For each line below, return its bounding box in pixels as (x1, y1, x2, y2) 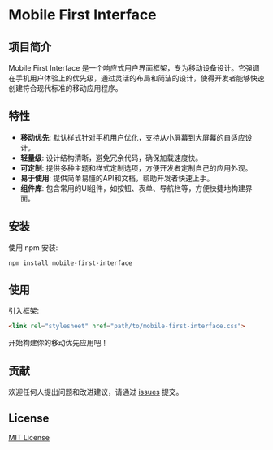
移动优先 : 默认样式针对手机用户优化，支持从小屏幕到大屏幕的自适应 (19, 132, 245, 142)
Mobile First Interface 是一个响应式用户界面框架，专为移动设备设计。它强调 (8, 63, 260, 72)
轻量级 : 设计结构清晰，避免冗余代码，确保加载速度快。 (19, 153, 203, 162)
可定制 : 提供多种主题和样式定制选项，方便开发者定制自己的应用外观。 (19, 162, 253, 172)
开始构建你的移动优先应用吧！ (8, 338, 108, 348)
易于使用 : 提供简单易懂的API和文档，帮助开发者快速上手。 (19, 173, 214, 183)
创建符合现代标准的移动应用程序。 (8, 84, 123, 93)
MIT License (8, 432, 50, 442)
